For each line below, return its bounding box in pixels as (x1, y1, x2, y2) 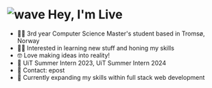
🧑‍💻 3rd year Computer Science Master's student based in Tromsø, (16, 29, 205, 38)
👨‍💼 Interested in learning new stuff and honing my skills (16, 44, 175, 52)
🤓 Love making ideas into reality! (16, 51, 110, 59)
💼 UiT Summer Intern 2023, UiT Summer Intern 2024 (16, 59, 167, 67)
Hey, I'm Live (47, 7, 123, 23)
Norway (16, 36, 40, 44)
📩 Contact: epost (16, 65, 65, 74)
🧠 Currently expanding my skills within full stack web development (16, 73, 205, 81)
